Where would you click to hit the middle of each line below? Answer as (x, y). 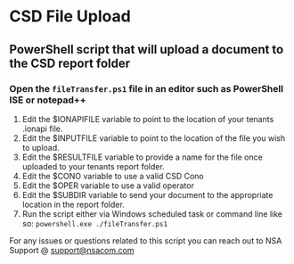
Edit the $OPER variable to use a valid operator (108, 186)
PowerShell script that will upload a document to (147, 49)
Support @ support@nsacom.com (72, 250)
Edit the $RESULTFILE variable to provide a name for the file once (142, 157)
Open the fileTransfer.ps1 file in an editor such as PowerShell (146, 88)
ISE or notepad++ (48, 100)
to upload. (41, 147)
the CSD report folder (70, 63)
